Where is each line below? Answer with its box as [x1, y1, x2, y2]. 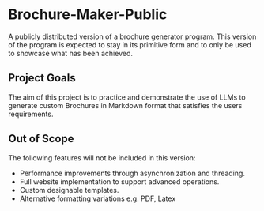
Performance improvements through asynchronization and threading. [19, 168, 245, 178]
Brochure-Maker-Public [8, 6, 168, 24]
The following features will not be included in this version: [8, 153, 196, 163]
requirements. [8, 109, 54, 119]
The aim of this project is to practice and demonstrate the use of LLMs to [8, 92, 247, 102]
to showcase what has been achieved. [8, 48, 133, 58]
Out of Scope [8, 132, 74, 145]
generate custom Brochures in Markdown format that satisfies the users [8, 100, 243, 110]
